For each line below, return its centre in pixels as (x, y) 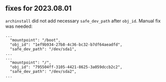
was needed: (19, 26)
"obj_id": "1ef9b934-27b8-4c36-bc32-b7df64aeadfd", (66, 45)
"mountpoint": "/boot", (35, 40)
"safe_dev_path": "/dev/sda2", (43, 71)
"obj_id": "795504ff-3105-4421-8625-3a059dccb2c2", (66, 67)
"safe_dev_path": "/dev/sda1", (43, 49)
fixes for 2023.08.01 (38, 8)
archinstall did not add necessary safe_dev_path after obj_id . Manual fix (83, 20)
